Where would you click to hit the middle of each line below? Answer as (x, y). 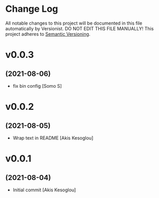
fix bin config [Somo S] (37, 86)
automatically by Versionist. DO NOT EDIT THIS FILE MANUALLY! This (79, 28)
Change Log (32, 9)
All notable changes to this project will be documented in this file (74, 23)
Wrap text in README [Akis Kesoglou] (53, 138)
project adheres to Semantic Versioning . (48, 34)
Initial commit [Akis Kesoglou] (44, 190)
